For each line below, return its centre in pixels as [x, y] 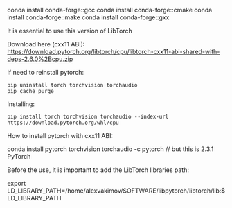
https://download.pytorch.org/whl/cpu [63, 123]
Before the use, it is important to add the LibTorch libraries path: [98, 170]
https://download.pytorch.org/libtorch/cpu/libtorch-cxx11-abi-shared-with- [114, 52]
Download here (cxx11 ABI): [46, 44]
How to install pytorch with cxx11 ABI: [60, 136]
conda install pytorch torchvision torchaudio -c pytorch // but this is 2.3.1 [110, 149]
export [17, 183]
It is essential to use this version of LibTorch [70, 31]
